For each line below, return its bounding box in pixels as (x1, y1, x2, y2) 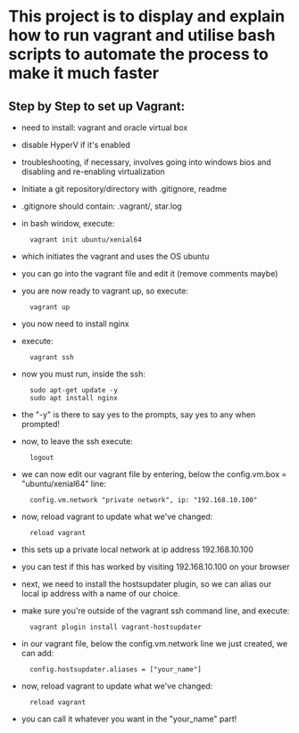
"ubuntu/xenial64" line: (21, 479, 106, 489)
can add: (21, 648, 54, 658)
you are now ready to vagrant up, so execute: (21, 285, 189, 296)
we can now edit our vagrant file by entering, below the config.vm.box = (21, 469, 287, 479)
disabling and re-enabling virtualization (21, 167, 166, 177)
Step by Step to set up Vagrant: (8, 98, 186, 113)
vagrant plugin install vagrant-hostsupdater (29, 622, 202, 631)
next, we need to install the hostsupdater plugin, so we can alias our (21, 579, 272, 589)
